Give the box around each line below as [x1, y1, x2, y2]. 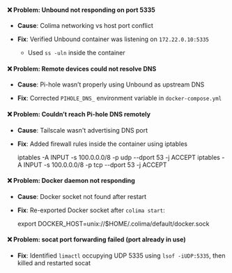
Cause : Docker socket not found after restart [17, 192, 147, 200]
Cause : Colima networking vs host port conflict [17, 22, 153, 30]
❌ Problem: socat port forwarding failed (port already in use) [7, 235, 186, 244]
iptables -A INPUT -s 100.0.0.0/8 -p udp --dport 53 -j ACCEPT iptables [17, 153, 221, 161]
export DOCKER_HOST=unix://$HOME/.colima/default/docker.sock [17, 219, 210, 228]
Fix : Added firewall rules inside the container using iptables [17, 140, 188, 148]
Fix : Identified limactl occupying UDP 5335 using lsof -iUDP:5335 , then [17, 251, 226, 260]
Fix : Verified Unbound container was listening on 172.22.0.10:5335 [17, 35, 210, 43]
